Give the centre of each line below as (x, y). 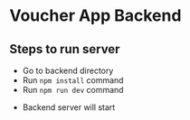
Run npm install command (73, 80)
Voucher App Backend (95, 16)
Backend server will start (69, 107)
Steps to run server (65, 49)
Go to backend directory (68, 70)
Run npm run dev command (73, 90)
